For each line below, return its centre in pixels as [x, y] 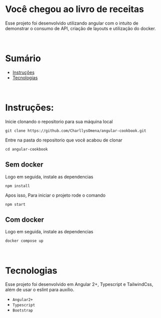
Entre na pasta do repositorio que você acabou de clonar [64, 140]
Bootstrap [23, 310]
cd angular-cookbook [27, 149]
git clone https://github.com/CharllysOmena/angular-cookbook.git [76, 131]
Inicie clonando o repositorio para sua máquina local [59, 121]
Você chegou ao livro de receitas [74, 9]
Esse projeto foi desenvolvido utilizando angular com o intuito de [72, 23]
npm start [15, 204]
